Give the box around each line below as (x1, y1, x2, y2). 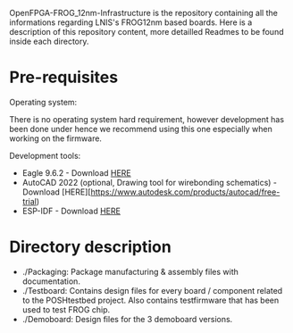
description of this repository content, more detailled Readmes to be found (9, 27, 284, 37)
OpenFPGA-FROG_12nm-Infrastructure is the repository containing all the (9, 8, 279, 18)
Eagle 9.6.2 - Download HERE (21, 167, 131, 178)
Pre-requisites (9, 67, 119, 87)
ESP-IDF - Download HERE (21, 205, 121, 216)
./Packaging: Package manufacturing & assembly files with (21, 266, 239, 277)
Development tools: (9, 150, 81, 161)
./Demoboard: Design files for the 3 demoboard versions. (21, 313, 233, 324)
